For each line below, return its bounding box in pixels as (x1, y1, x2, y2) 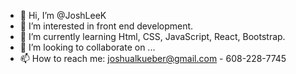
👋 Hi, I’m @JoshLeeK (19, 10, 107, 21)
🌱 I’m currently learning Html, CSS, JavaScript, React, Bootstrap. (19, 31, 286, 42)
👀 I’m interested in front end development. (19, 20, 194, 32)
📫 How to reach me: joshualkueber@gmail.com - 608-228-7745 (19, 53, 287, 64)
